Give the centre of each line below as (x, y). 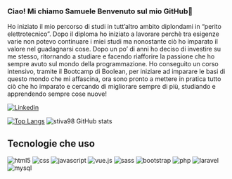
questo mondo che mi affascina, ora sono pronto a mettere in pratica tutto (114, 79)
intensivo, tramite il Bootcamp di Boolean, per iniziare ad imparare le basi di (116, 72)
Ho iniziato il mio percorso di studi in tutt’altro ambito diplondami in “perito (114, 27)
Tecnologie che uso (51, 143)
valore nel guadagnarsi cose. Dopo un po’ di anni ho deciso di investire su (114, 49)
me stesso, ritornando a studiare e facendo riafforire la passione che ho (111, 56)
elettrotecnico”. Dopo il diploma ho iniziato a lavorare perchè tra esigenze (113, 34)
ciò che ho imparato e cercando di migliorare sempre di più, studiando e (111, 87)
